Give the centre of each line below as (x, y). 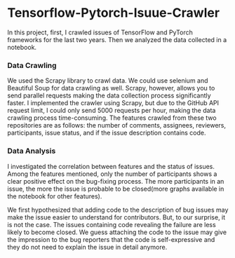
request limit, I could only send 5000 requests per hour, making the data (112, 111)
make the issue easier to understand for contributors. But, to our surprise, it (116, 217)
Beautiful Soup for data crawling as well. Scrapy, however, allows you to (111, 88)
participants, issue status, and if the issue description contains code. (107, 133)
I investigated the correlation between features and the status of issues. (111, 166)
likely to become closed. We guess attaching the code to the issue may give (117, 232)
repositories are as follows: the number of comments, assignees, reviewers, (117, 125)
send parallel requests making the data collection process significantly (109, 95)
